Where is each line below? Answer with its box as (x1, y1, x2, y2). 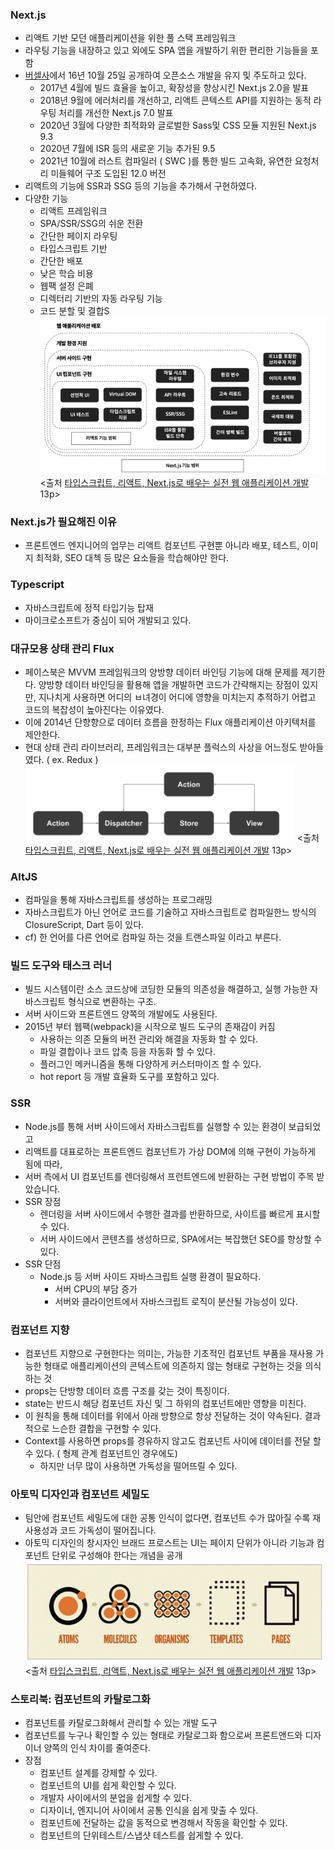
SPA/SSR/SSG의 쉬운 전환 (39, 218, 144, 230)
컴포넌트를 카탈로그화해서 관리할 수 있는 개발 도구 (24, 1716, 218, 1728)
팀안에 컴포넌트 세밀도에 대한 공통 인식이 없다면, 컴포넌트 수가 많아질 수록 (24, 1512, 311, 1524)
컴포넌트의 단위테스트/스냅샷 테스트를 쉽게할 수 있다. (39, 1829, 244, 1841)
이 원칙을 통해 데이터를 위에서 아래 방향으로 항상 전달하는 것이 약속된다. (24, 1410, 303, 1422)
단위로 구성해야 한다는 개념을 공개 (51, 1549, 183, 1562)
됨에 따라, (24, 1158, 63, 1170)
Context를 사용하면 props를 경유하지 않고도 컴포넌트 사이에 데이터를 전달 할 (24, 1435, 322, 1447)
